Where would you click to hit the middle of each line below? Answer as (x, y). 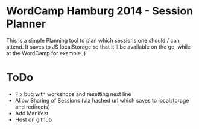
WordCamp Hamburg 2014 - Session (100, 11)
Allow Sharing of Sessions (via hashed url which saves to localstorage (102, 100)
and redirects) (32, 107)
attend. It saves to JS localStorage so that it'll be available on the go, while (99, 47)
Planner (26, 24)
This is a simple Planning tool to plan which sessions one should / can (93, 40)
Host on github (33, 119)
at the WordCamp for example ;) (46, 53)
